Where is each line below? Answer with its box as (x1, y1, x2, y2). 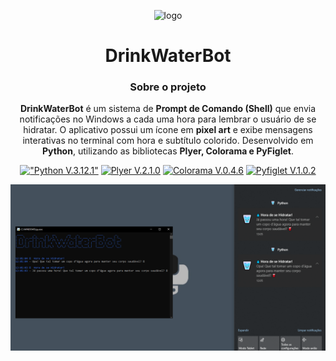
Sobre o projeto (129, 80, 207, 94)
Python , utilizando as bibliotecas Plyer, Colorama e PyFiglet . (42, 145, 294, 157)
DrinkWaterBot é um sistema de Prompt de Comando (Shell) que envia (19, 103, 317, 115)
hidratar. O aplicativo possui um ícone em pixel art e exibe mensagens (23, 124, 313, 136)
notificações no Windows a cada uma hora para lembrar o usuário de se (19, 113, 317, 125)
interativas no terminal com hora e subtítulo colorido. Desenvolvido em (22, 135, 314, 147)
